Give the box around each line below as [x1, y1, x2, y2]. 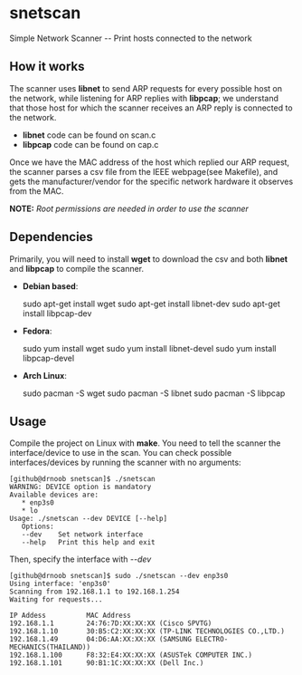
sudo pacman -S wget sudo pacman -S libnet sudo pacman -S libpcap [22, 388, 286, 399]
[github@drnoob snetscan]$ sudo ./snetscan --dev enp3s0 [9, 572, 229, 581]
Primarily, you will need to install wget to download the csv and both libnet [9, 253, 288, 265]
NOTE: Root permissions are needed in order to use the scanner [9, 203, 249, 214]
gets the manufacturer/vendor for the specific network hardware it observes [9, 176, 294, 187]
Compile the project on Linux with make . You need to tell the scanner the [9, 438, 281, 448]
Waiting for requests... [9, 595, 103, 604]
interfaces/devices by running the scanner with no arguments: [9, 457, 241, 468]
